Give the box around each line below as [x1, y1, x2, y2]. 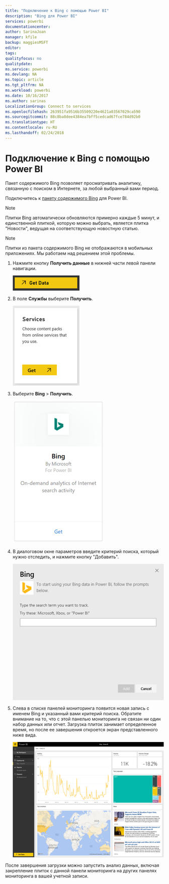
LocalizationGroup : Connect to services [5, 104, 92, 109]
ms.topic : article [5, 77, 44, 83]
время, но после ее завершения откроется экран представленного [12, 727, 158, 733]
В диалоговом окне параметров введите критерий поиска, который [12, 548, 159, 554]
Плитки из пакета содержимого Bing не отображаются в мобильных [5, 245, 153, 251]
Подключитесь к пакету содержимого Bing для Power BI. [5, 195, 128, 201]
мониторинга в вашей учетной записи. [5, 873, 89, 879]
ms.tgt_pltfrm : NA [5, 83, 44, 88]
